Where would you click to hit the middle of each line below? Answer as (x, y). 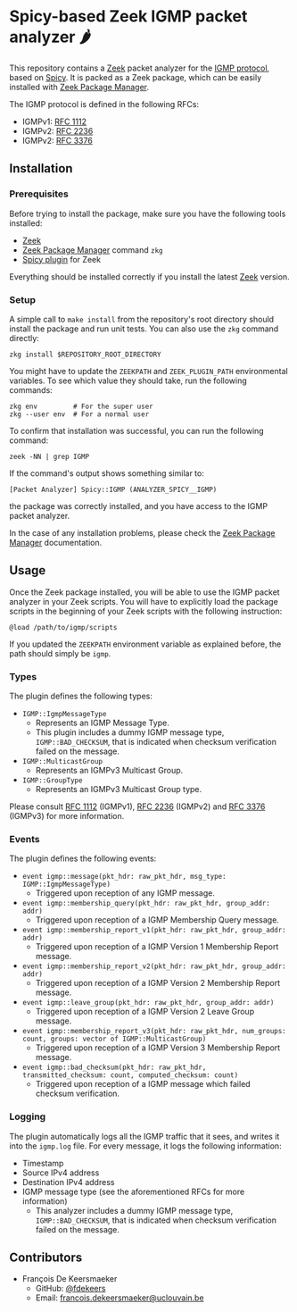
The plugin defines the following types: (81, 696)
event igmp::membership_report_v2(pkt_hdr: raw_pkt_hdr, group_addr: (154, 966)
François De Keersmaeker (70, 1279)
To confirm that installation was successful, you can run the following (137, 430)
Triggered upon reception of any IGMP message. (125, 893)
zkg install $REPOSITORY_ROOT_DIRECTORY (86, 355)
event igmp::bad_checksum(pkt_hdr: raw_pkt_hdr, (114, 1068)
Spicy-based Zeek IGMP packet (128, 17)
